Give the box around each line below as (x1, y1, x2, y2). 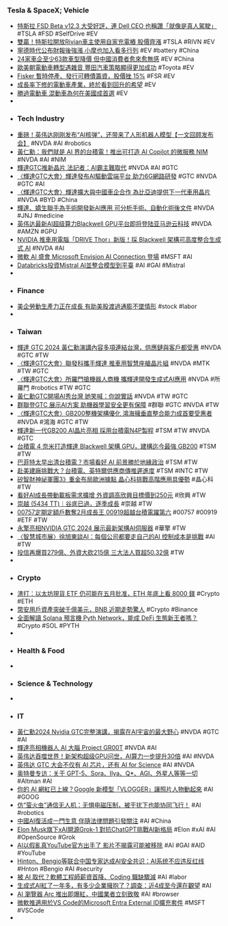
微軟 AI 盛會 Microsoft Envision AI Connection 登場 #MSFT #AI (16, 252, 193, 260)
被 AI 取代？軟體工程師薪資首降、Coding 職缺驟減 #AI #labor (16, 873, 187, 881)
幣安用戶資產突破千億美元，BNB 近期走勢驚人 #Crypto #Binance (16, 605, 198, 614)
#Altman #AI (16, 777, 53, 786)
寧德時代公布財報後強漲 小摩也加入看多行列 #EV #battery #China (16, 47, 199, 55)
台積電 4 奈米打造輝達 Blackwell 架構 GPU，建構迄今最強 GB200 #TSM (16, 442, 216, 451)
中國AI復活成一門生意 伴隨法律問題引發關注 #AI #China (16, 817, 172, 825)
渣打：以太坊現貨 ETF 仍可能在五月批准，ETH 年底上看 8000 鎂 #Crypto (16, 590, 220, 598)
